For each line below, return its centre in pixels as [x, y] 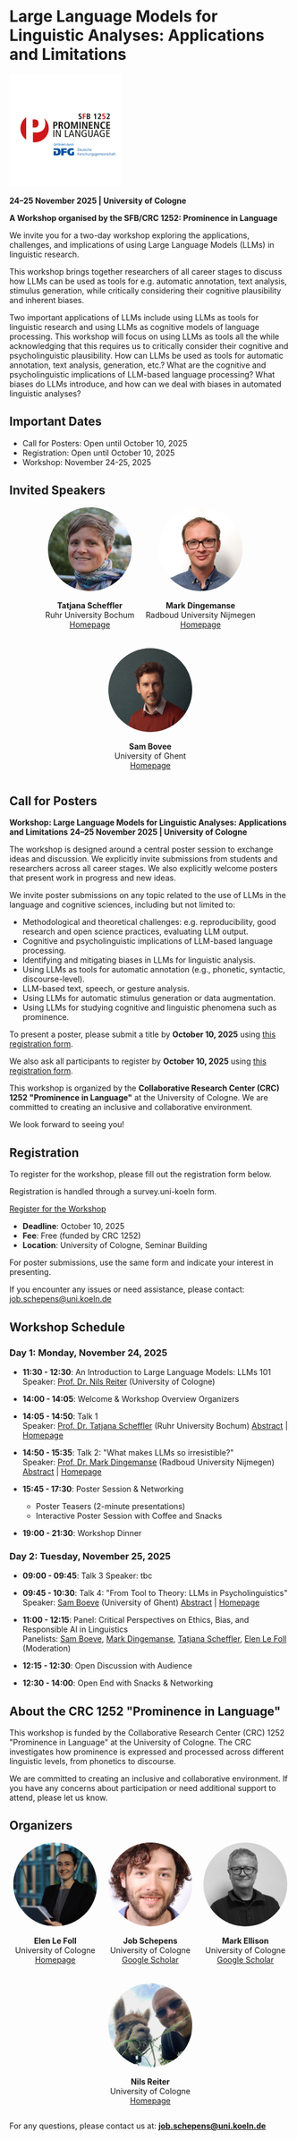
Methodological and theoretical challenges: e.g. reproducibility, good [149, 922]
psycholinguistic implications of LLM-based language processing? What [142, 374]
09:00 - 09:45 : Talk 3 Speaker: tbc [87, 1575]
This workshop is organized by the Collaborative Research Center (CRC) [144, 1088]
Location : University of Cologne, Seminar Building [115, 1245]
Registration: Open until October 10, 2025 [98, 453]
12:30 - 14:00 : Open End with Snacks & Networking [118, 1683]
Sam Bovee [150, 746]
